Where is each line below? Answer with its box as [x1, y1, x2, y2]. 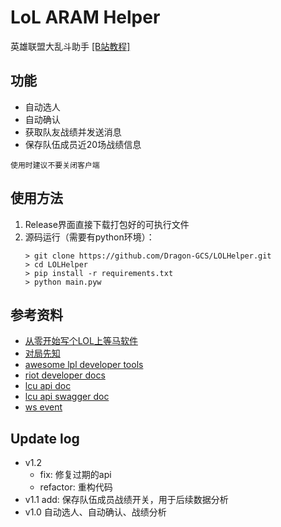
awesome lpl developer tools [24, 359, 144, 371]
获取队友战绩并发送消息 [24, 126, 122, 138]
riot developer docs [24, 369, 106, 381]
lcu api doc [24, 380, 72, 392]
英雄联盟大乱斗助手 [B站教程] [10, 40, 131, 52]
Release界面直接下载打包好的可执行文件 [24, 218, 190, 230]
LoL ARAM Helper [10, 6, 161, 29]
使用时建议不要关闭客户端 [10, 160, 100, 170]
